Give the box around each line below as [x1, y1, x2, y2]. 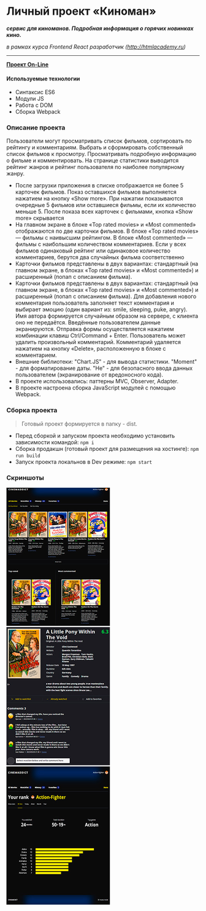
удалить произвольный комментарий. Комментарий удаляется [15, 338, 181, 346]
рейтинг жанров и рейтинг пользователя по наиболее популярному [6, 163, 185, 171]
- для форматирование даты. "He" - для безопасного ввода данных [15, 364, 193, 372]
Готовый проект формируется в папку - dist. [21, 420, 138, 428]
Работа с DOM [15, 101, 53, 109]
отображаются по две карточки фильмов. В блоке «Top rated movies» [15, 227, 199, 235]
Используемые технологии [6, 75, 80, 82]
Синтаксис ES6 [15, 88, 55, 96]
